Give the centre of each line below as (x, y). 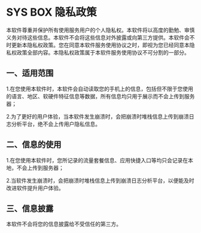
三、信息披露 (30, 208)
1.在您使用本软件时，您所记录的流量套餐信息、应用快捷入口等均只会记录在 (97, 160)
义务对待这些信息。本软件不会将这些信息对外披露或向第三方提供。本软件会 (98, 37)
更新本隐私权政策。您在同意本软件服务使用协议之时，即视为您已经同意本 (100, 45)
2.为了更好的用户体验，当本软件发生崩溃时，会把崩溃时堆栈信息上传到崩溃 (98, 116)
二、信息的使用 (34, 145)
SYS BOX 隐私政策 (51, 12)
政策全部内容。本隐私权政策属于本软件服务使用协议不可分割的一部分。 (103, 52)
